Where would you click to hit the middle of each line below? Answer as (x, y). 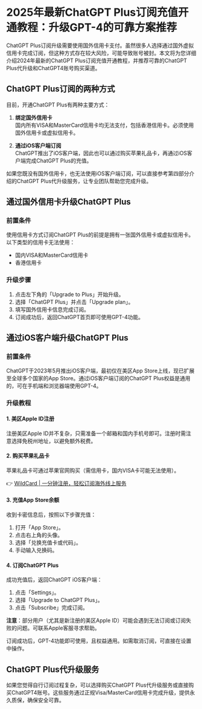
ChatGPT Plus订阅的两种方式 (61, 89)
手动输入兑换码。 (36, 550)
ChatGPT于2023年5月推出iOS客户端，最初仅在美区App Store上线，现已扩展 (100, 371)
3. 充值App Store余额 (33, 500)
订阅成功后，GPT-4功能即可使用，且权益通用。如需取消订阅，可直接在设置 (99, 641)
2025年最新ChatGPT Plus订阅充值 (92, 12)
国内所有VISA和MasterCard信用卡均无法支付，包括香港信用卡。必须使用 (104, 125)
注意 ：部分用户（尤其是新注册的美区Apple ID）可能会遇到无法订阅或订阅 (96, 621)
